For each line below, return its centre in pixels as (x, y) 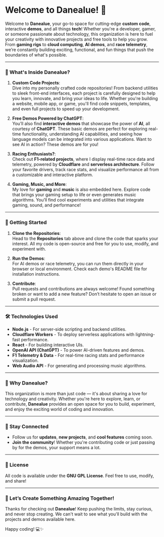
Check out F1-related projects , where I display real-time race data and (83, 159)
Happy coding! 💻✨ (24, 529)
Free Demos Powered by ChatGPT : (48, 118)
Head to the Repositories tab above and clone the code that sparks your (85, 238)
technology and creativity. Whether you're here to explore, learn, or (73, 399)
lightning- (145, 334)
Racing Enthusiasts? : (34, 154)
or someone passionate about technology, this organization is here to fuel (79, 34)
